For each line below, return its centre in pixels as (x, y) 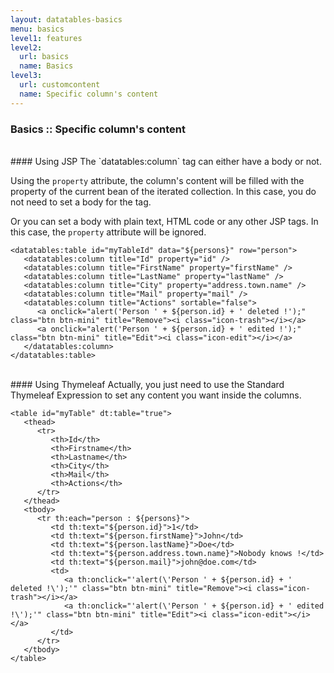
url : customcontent (60, 85)
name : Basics (46, 66)
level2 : (26, 47)
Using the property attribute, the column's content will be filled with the (157, 180)
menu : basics (37, 29)
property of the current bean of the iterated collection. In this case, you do (163, 191)
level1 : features (46, 38)
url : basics (44, 57)
